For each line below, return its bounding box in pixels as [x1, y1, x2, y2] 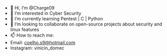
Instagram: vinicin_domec [10, 45, 65, 51]
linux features [10, 26, 39, 33]
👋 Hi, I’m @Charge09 [10, 5, 55, 11]
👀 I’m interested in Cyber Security [10, 10, 81, 16]
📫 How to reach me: [10, 32, 54, 38]
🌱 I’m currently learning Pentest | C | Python [10, 16, 103, 21]
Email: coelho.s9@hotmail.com [10, 40, 76, 45]
